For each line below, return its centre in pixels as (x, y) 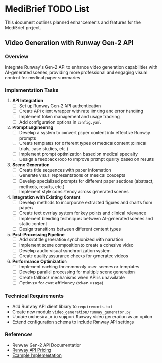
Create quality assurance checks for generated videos (74, 256)
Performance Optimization (39, 261)
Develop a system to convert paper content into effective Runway (85, 133)
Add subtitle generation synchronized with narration (71, 239)
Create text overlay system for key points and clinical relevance (83, 213)
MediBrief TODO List (47, 9)
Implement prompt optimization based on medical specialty (79, 154)
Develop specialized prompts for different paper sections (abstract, (86, 181)
